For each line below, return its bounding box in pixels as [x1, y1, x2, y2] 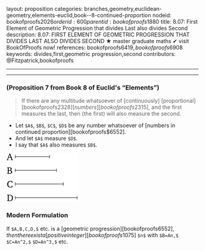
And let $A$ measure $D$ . [15, 135, 78, 142]
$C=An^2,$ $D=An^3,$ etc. [6, 238, 68, 245]
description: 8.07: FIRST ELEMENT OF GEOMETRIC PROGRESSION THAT [6, 31, 190, 38]
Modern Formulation [6, 211, 68, 219]
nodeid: [152, 12, 172, 19]
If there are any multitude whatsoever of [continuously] [21, 97, 160, 105]
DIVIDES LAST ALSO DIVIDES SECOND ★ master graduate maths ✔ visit [6, 38, 189, 44]
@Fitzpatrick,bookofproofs [6, 57, 74, 64]
